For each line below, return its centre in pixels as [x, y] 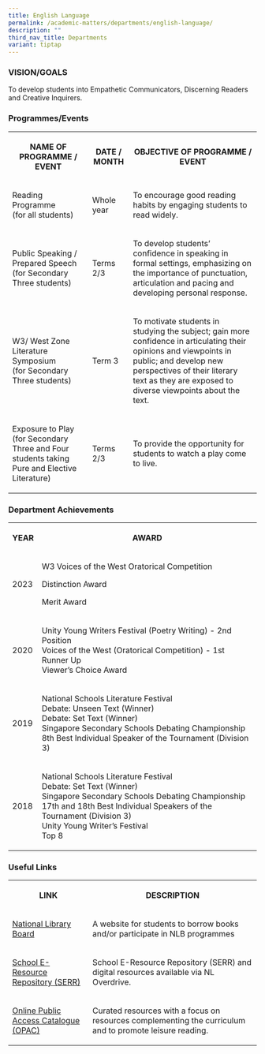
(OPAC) [26, 1030]
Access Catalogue [46, 1021]
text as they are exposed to [183, 380]
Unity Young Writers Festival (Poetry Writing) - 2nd [136, 630]
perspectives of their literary [185, 370]
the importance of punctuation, [190, 273]
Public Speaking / [45, 253]
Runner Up [61, 660]
